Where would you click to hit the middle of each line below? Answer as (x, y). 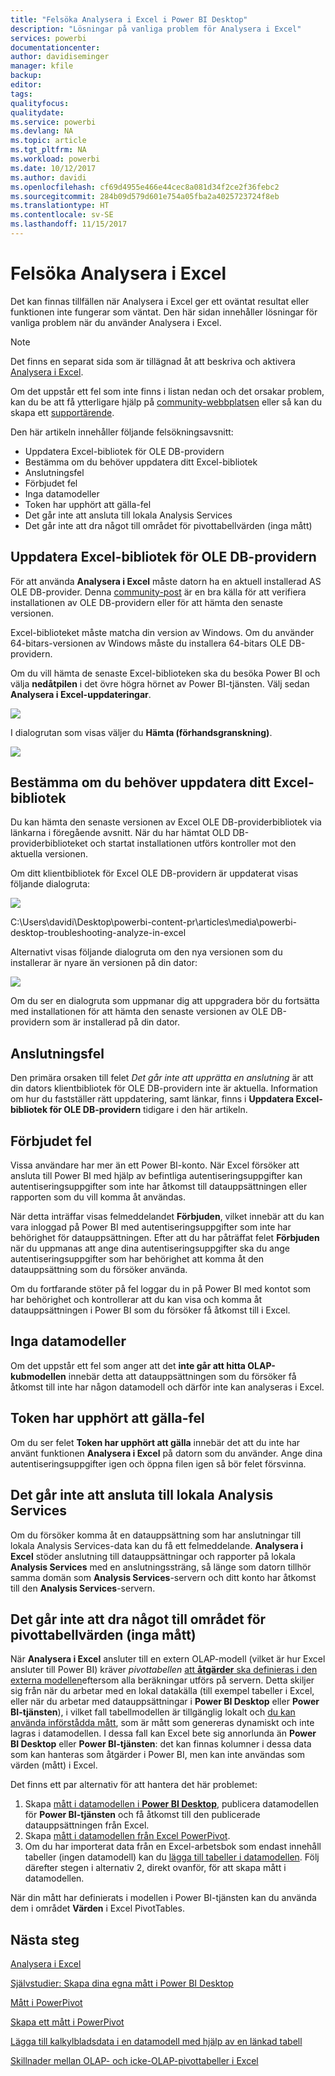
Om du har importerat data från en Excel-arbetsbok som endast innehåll (173, 1847)
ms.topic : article (48, 141)
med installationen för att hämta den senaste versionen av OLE (139, 1012)
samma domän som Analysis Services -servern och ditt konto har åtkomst (163, 1577)
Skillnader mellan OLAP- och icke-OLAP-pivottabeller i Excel (134, 2061)
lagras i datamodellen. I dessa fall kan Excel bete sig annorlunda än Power (163, 1733)
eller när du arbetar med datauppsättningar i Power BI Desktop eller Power (165, 1702)
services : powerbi (48, 38)
